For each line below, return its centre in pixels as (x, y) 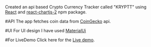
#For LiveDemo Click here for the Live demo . (50, 40)
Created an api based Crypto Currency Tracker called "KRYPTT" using (76, 7)
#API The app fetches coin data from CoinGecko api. (58, 21)
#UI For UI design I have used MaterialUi (46, 30)
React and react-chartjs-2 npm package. (46, 12)
